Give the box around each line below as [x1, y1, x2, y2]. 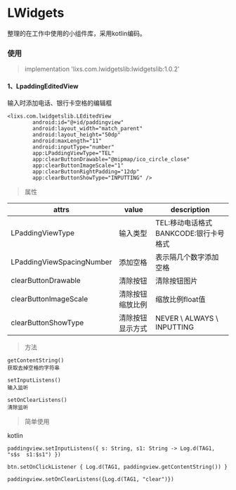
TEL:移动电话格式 [155, 218, 213, 228]
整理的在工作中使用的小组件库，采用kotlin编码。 [7, 29, 146, 37]
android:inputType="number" [32, 144, 114, 151]
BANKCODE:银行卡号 [155, 229, 225, 239]
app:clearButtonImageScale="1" [32, 162, 124, 170]
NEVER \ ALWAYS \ [155, 313, 219, 323]
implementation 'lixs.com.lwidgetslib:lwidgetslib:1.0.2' [24, 65, 181, 73]
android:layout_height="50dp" [32, 132, 121, 139]
